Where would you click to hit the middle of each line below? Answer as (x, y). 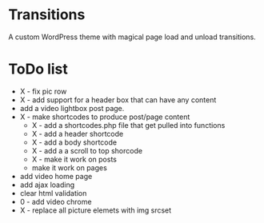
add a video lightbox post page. (72, 108)
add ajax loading (47, 185)
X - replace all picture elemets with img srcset (96, 210)
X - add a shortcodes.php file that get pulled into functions (128, 125)
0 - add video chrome (56, 201)
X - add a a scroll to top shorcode (87, 150)
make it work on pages (70, 167)
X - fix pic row (43, 91)
